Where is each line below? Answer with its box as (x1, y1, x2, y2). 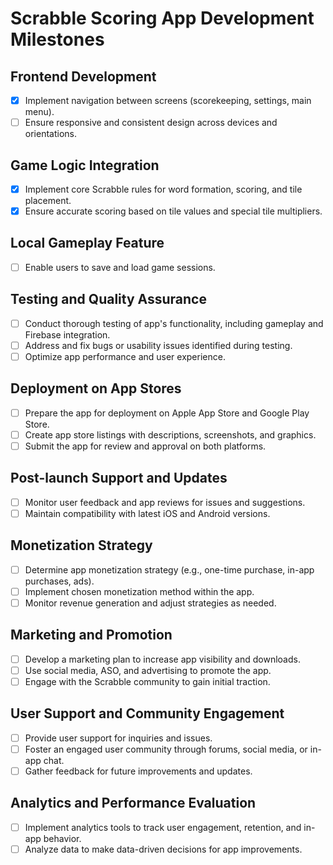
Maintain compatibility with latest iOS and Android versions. (24, 507, 271, 519)
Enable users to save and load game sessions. (24, 261, 216, 273)
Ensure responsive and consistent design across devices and (24, 117, 278, 129)
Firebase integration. (24, 328, 111, 341)
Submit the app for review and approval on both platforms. (24, 440, 267, 452)
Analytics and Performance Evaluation (10, 795, 257, 812)
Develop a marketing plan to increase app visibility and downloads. (24, 653, 301, 665)
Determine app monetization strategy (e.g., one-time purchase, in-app (24, 563, 315, 576)
